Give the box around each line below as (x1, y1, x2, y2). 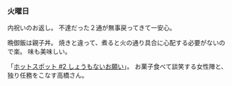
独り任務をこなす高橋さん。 (7, 71, 88, 80)
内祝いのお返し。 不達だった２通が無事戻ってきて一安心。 (7, 23, 176, 32)
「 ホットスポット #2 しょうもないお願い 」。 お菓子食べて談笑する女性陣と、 (7, 62, 228, 71)
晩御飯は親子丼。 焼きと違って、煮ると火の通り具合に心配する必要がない (7, 39, 219, 47)
